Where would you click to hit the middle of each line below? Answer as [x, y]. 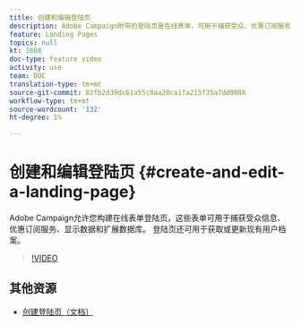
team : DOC [28, 76]
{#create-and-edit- [211, 172]
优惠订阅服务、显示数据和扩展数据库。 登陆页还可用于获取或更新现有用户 [144, 229]
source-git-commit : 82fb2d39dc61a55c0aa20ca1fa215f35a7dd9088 [128, 92]
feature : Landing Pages [54, 34]
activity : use [36, 68]
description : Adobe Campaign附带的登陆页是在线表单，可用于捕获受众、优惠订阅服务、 [154, 26]
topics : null [34, 43]
